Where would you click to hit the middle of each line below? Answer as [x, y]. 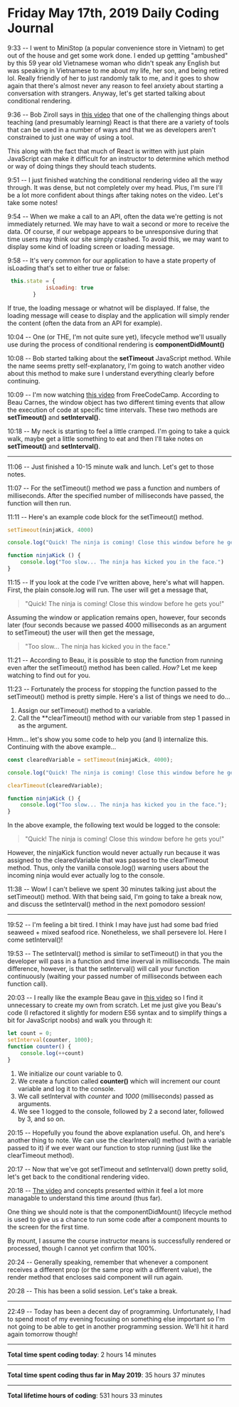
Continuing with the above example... [62, 747]
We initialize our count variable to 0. [70, 1073]
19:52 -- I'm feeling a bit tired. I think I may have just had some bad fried [113, 925]
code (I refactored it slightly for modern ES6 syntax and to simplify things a [117, 1013]
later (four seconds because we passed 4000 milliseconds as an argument [117, 625]
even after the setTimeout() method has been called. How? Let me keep [112, 667]
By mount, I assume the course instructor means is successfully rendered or [119, 1241]
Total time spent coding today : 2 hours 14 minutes [82, 1354]
